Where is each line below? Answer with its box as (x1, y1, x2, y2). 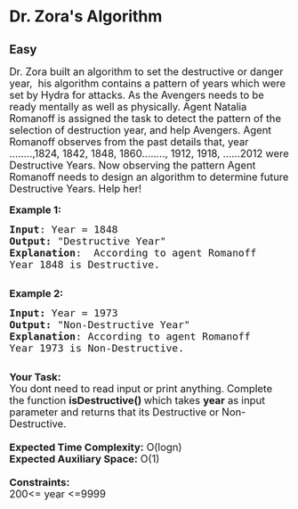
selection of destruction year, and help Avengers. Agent (9, 124, 272, 136)
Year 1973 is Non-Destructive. (9, 341, 185, 354)
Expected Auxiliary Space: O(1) (9, 453, 160, 465)
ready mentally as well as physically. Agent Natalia (9, 101, 247, 113)
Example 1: (9, 203, 62, 216)
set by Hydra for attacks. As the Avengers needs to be (9, 89, 265, 102)
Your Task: (9, 371, 61, 383)
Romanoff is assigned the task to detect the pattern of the (9, 112, 282, 125)
